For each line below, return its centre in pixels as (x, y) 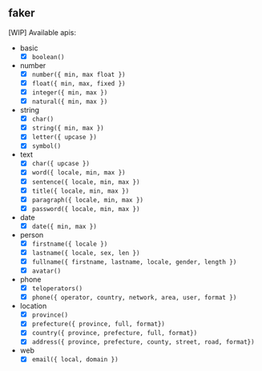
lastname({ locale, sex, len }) (86, 253)
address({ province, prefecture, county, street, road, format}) (143, 342)
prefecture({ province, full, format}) (99, 324)
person (32, 234)
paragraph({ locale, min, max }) (88, 200)
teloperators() (57, 289)
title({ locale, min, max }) (81, 191)
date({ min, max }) (64, 226)
